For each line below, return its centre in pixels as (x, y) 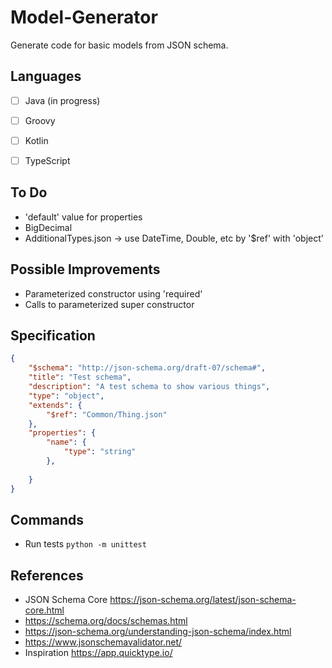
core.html (44, 610)
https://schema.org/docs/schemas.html (106, 621)
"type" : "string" (100, 452)
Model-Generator (84, 17)
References (47, 575)
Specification (53, 336)
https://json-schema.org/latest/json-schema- (203, 600)
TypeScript (47, 160)
